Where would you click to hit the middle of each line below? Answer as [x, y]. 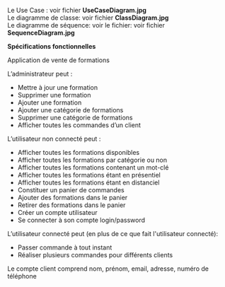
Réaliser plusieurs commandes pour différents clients [95, 255]
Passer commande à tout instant [65, 247]
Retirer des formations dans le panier [71, 205]
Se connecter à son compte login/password [81, 220]
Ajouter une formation [50, 102]
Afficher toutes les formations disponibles [79, 152]
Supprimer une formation [54, 95]
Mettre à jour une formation [58, 87]
